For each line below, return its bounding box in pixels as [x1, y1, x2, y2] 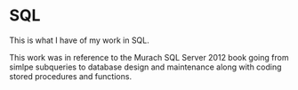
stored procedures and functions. [9, 70, 132, 81]
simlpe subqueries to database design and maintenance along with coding [9, 61, 282, 72]
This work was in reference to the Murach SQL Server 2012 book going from [9, 52, 289, 62]
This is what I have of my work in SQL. [9, 35, 149, 45]
